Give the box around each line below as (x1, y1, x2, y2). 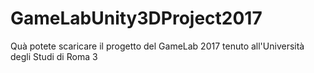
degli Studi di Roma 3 (10, 50, 98, 62)
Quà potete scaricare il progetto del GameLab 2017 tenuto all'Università (10, 40, 305, 52)
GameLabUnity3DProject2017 (10, 7, 263, 30)
